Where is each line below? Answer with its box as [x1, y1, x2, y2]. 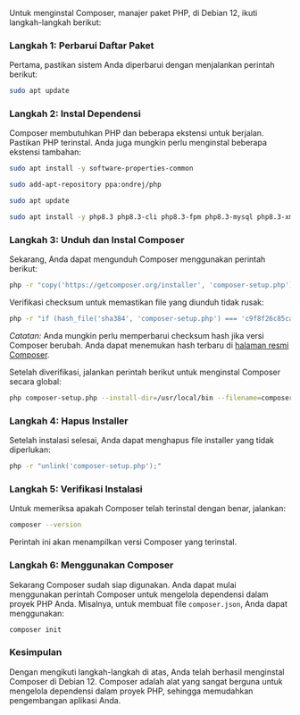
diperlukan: [9, 444, 51, 455]
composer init [9, 625, 62, 634]
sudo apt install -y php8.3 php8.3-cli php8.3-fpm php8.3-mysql [9, 213, 254, 222]
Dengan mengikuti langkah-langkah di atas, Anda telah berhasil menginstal [9, 666, 285, 677]
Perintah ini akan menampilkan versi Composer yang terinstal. [9, 536, 237, 548]
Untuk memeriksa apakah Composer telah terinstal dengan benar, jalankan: [9, 503, 286, 514]
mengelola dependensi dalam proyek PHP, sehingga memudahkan [9, 686, 254, 696]
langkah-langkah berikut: [9, 17, 102, 28]
